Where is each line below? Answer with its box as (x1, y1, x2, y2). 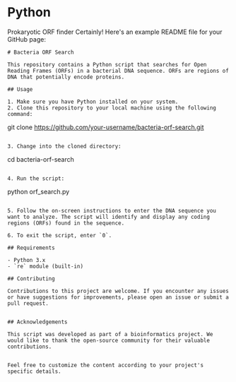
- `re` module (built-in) (7, 263, 83, 270)
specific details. (7, 368, 61, 375)
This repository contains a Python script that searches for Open (7, 61, 207, 68)
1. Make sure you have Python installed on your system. (7, 98, 179, 105)
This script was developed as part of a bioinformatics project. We (7, 330, 213, 338)
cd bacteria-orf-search (7, 155, 74, 163)
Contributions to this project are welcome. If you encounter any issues (7, 287, 230, 294)
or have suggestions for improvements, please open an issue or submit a (7, 294, 230, 301)
